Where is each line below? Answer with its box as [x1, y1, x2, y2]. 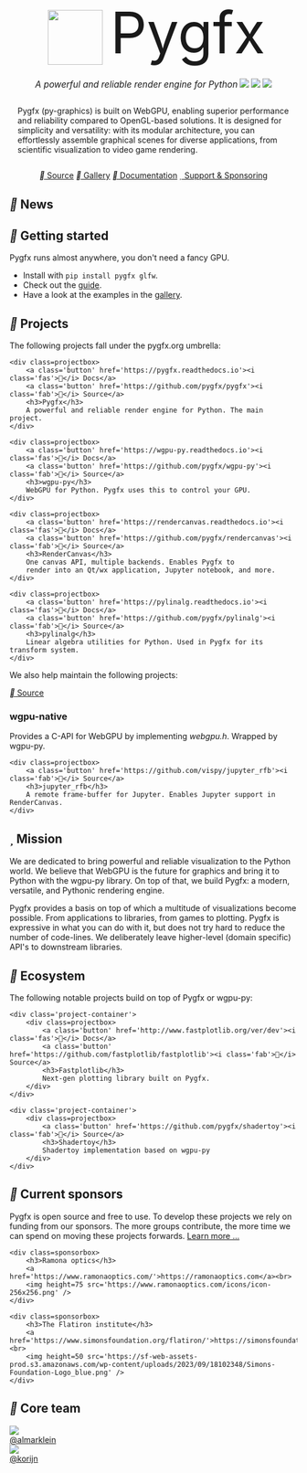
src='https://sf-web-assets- [87, 1351, 198, 1361]
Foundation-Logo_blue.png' [9, 1368, 112, 1377]
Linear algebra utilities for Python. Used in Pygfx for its [26, 638, 263, 647]
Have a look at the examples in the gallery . [22, 290, 183, 301]
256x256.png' [9, 1288, 59, 1297]
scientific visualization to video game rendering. [17, 144, 198, 154]
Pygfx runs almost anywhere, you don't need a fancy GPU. [9, 252, 230, 263]
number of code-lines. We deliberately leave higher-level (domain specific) [9, 932, 291, 943]
